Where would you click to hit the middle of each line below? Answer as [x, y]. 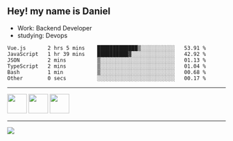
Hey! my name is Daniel [59, 11]
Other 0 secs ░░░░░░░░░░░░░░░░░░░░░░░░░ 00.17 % [107, 78]
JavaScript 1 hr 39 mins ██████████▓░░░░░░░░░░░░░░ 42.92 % [107, 54]
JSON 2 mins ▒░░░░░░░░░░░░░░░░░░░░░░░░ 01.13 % [107, 60]
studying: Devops [42, 35]
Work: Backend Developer [54, 28]
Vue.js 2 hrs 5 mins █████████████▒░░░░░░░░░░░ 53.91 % [107, 48]
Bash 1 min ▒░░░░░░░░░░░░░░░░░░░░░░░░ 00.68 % [107, 72]
